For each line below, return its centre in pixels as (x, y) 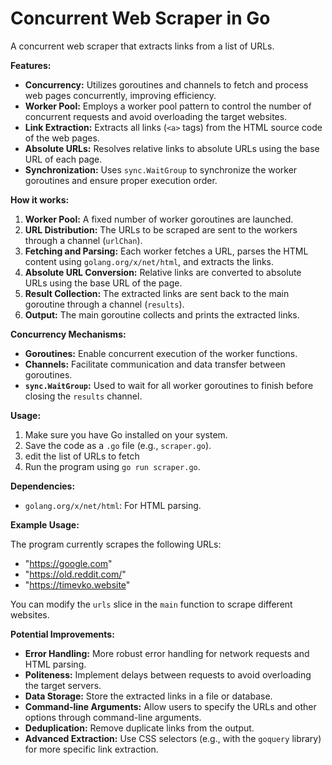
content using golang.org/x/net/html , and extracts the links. (149, 261)
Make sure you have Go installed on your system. (126, 434)
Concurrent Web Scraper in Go (140, 18)
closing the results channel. (83, 396)
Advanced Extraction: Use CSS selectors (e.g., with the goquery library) (173, 738)
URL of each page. (63, 159)
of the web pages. (62, 138)
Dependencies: (43, 486)
